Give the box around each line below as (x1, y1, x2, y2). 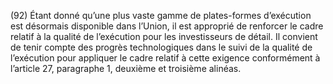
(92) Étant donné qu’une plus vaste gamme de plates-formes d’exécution (10, 10, 312, 21)
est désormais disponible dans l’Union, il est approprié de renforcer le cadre (10, 20, 324, 32)
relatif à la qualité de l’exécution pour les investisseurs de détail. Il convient (10, 31, 318, 42)
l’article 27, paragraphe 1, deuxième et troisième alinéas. (10, 63, 242, 74)
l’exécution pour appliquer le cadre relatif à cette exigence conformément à (10, 52, 321, 64)
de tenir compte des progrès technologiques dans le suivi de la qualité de (10, 41, 313, 53)
